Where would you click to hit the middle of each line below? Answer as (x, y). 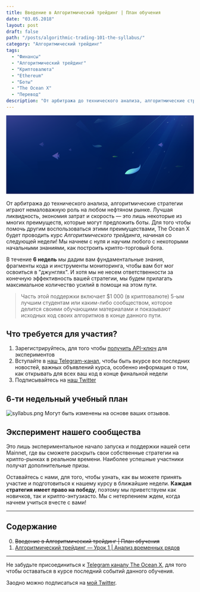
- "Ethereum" (28, 76)
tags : (13, 51)
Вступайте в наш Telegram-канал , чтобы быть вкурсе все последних (102, 361)
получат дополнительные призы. (48, 465)
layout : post (22, 25)
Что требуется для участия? (62, 334)
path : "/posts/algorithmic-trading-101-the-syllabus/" (76, 38)
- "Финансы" (26, 57)
